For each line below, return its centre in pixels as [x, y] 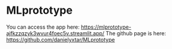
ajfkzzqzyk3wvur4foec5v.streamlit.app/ [55, 33]
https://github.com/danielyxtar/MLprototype [61, 39]
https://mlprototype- [106, 27]
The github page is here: [136, 33]
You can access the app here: [43, 27]
